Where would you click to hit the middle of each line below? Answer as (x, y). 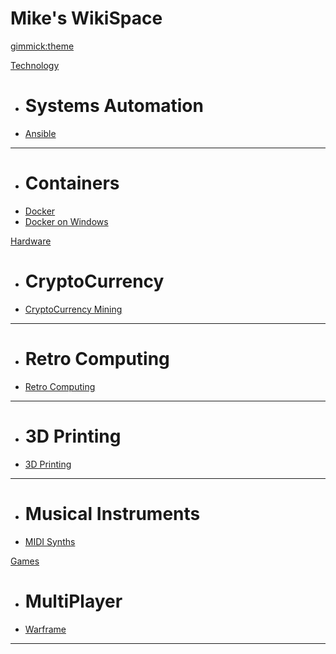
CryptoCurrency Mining (73, 309)
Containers (72, 183)
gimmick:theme (42, 46)
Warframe (45, 629)
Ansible (40, 133)
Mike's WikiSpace (86, 18)
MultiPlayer (73, 601)
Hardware (31, 241)
